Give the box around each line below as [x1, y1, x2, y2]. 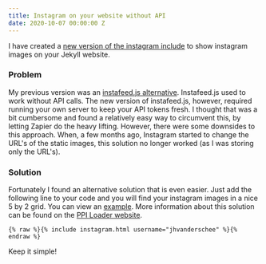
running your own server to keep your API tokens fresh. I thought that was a [8, 104, 258, 114]
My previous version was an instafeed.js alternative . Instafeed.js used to [8, 87, 246, 97]
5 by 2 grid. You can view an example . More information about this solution [8, 202, 255, 211]
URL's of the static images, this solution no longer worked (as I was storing [8, 138, 254, 148]
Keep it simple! [8, 246, 58, 256]
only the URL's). [8, 147, 61, 156]
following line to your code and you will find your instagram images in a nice [8, 193, 258, 203]
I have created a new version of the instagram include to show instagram [8, 41, 248, 50]
